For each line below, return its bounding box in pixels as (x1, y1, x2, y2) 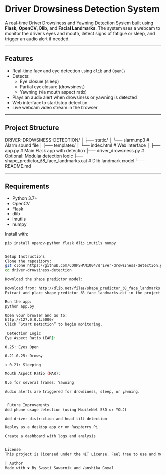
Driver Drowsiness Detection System (5, 3, 160, 15)
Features (5, 54, 33, 63)
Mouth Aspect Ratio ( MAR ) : (5, 371, 61, 376)
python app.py (5, 304, 35, 309)
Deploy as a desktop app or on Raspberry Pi (5, 425, 98, 430)
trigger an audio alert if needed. (5, 36, 70, 42)
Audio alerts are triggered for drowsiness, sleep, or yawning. (5, 389, 140, 394)
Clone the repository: (5, 259, 52, 264)
